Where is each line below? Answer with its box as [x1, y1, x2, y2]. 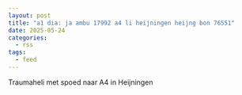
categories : [8, 33, 47, 42]
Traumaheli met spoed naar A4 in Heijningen [8, 77, 153, 87]
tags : [8, 48, 26, 56]
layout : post [8, 11, 51, 20]
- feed [15, 56, 37, 64]
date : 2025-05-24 [8, 26, 66, 34]
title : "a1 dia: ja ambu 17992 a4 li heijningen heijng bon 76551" [8, 19, 236, 27]
